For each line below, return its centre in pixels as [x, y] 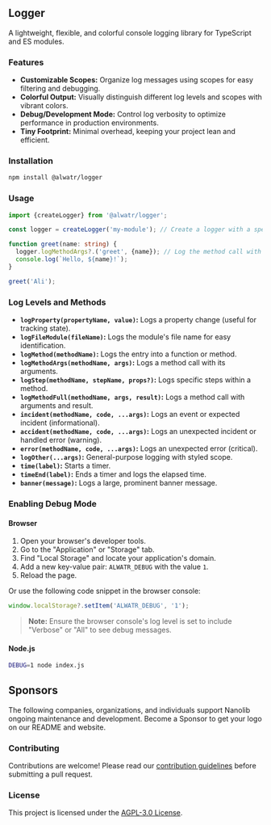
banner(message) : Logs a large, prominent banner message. [119, 483]
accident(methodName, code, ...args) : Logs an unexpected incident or [138, 431]
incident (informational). [60, 423]
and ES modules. [36, 41]
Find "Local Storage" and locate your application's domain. [118, 558]
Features [26, 62]
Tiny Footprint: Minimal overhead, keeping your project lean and [128, 132]
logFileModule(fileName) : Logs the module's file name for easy [125, 337]
